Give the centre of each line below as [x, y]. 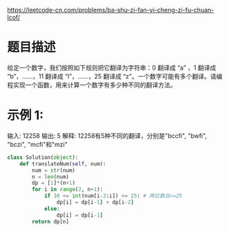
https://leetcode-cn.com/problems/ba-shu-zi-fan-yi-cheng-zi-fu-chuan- [111, 10]
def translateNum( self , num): [63, 164]
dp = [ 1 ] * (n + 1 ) [54, 183]
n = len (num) [51, 177]
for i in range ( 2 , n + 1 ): [68, 190]
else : [52, 209]
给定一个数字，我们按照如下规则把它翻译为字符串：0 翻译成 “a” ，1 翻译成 [112, 68]
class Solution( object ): [43, 157]
